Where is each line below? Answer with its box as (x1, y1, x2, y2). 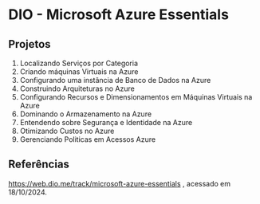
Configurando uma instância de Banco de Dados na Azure (19, 76, 211, 84)
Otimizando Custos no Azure (19, 126, 115, 135)
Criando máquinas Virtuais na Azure (19, 67, 139, 76)
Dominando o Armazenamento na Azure (19, 109, 152, 119)
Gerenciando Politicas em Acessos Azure (19, 135, 156, 144)
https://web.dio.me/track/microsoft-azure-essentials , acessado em (8, 178, 231, 188)
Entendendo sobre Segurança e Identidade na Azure (19, 118, 193, 127)
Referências (8, 158, 70, 171)
